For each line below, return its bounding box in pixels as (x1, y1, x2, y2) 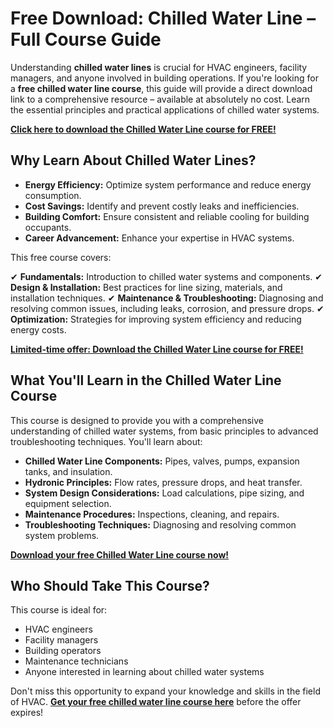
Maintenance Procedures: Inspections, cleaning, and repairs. (24, 508, 280, 520)
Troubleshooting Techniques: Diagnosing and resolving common (24, 518, 297, 531)
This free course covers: (10, 251, 112, 263)
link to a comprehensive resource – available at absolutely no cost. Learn (10, 93, 311, 105)
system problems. (24, 529, 100, 541)
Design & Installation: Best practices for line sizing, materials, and (10, 281, 283, 293)
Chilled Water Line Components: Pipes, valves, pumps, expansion (24, 455, 300, 467)
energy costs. (10, 323, 67, 336)
